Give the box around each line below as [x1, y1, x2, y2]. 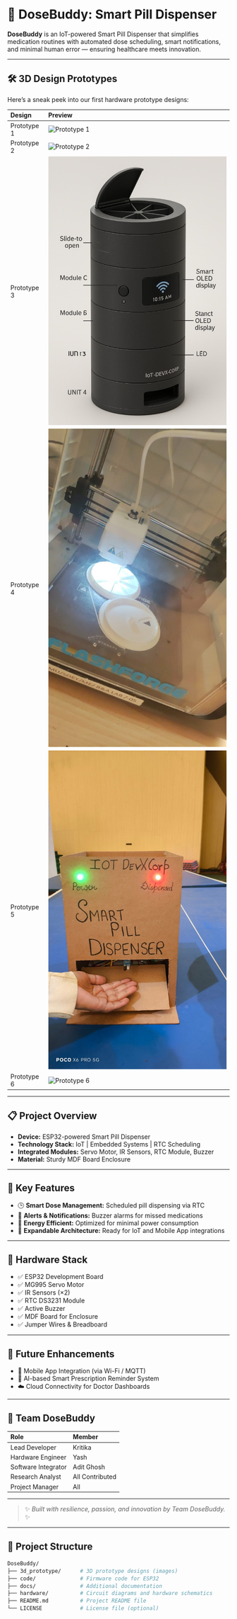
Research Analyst [10, 1472, 61, 1481]
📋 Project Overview [7, 1110, 97, 1122]
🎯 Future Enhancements [7, 1348, 115, 1360]
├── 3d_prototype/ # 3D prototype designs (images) [7, 1567, 178, 1574]
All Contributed [73, 1472, 117, 1481]
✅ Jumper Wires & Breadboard [17, 1320, 108, 1329]
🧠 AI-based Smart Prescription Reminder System [17, 1374, 159, 1383]
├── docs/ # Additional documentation [7, 1582, 162, 1589]
